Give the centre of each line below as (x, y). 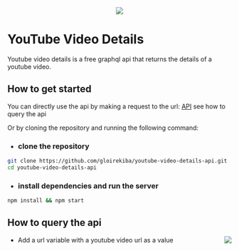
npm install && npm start (46, 201)
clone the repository (54, 146)
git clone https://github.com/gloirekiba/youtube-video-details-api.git (117, 161)
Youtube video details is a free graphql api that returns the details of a (110, 59)
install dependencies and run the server (88, 185)
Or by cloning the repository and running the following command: (103, 128)
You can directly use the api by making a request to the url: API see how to (117, 106)
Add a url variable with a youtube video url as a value (95, 240)
